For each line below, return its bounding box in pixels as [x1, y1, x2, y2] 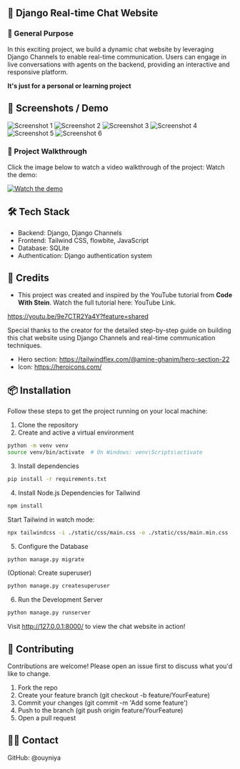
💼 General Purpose [7, 29, 74, 39]
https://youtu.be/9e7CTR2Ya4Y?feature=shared [7, 312, 149, 321]
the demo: [7, 170, 38, 179]
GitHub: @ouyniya [7, 753, 61, 762]
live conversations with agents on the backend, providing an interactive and [7, 60, 230, 69]
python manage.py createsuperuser [7, 582, 111, 590]
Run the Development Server [17, 595, 104, 604]
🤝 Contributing [7, 643, 74, 655]
